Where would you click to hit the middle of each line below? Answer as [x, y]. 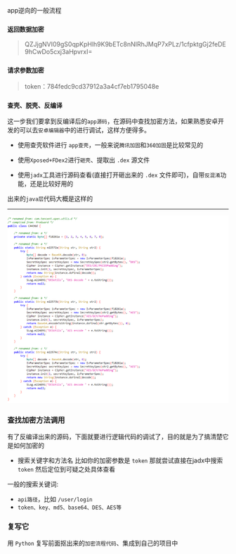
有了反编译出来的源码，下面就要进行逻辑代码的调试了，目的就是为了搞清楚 [115, 437]
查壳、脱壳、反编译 [35, 105]
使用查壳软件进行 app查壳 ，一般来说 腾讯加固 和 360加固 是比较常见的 [110, 145]
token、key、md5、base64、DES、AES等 [69, 508]
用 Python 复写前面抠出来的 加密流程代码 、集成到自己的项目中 [93, 543]
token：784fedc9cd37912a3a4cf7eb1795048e [92, 86]
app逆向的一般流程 [34, 10]
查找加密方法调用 [36, 420]
